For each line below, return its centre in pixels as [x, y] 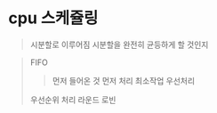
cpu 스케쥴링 [53, 18]
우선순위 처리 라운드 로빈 [73, 100]
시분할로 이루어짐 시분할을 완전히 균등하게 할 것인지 [119, 44]
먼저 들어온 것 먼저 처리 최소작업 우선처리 [124, 80]
